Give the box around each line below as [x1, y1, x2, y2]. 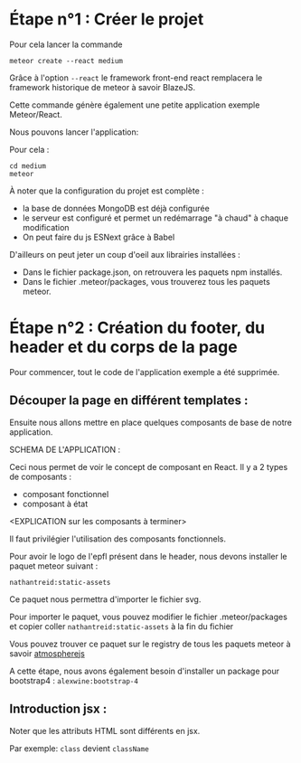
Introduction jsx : [9, 702, 108, 717]
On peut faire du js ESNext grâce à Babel [22, 231, 175, 242]
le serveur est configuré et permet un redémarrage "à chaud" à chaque [22, 212, 289, 223]
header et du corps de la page [9, 337, 238, 357]
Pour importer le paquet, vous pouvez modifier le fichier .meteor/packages [9, 611, 287, 622]
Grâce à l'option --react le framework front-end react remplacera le [9, 72, 263, 83]
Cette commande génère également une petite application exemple [9, 99, 260, 110]
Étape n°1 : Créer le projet [9, 9, 204, 30]
